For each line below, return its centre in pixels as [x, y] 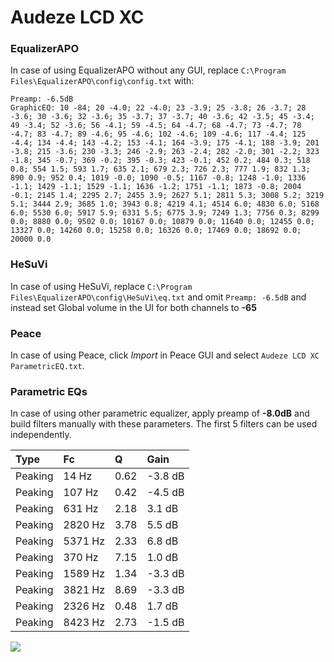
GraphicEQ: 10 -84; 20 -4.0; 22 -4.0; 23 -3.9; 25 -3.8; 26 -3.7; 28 [158, 108]
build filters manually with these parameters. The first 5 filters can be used [164, 424]
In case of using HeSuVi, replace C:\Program [101, 286]
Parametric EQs [49, 391]
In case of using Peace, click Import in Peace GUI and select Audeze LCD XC [165, 355]
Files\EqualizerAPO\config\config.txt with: [102, 81]
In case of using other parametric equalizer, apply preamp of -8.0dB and [160, 413]
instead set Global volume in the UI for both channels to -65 [133, 307]
